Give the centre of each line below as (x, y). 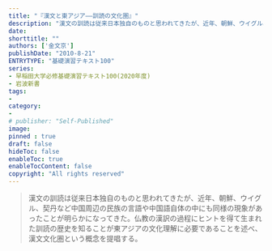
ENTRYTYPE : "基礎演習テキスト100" (62, 62)
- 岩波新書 (24, 83)
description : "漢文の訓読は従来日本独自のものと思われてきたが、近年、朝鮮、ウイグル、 (139, 23)
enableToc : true (36, 159)
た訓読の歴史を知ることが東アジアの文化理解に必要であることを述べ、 (145, 228)
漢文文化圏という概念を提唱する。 (85, 238)
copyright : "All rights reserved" (67, 174)
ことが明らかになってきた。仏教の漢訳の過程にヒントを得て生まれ (152, 218)
